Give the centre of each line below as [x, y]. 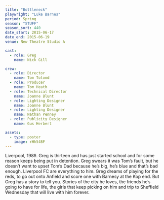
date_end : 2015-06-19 [27, 37]
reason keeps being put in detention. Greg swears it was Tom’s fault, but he [82, 161]
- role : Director [27, 73]
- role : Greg [23, 55]
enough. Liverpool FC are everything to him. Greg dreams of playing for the [82, 171]
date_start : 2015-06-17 [30, 33]
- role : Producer [27, 83]
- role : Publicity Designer [39, 119]
